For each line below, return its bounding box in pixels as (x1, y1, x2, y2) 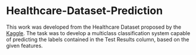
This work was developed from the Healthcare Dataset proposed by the (6, 23, 182, 30)
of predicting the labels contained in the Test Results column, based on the (6, 36, 189, 43)
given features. (6, 42, 43, 49)
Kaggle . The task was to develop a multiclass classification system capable (6, 29, 191, 36)
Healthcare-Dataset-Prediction (6, 4, 163, 18)
